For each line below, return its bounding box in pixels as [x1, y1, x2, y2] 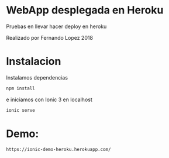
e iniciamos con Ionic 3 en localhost [6, 96, 92, 103]
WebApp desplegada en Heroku [6, 4, 164, 17]
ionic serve [6, 107, 35, 113]
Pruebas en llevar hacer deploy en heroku [6, 23, 107, 30]
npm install [6, 85, 35, 91]
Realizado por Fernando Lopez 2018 [6, 34, 94, 41]
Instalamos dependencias [6, 74, 68, 81]
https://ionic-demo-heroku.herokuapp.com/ [6, 146, 111, 152]
